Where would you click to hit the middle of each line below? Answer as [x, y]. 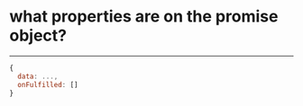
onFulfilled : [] [48, 84]
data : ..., [38, 76]
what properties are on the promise [144, 17]
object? [38, 35]
